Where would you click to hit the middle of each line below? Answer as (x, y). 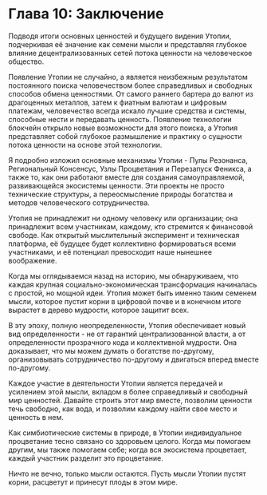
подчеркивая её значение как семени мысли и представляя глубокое (128, 44)
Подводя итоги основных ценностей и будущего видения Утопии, (120, 36)
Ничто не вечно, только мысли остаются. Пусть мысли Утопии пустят (128, 473)
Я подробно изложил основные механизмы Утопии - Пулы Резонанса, (128, 160)
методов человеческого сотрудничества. (79, 202)
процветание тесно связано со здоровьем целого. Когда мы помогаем (130, 441)
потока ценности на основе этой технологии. (85, 145)
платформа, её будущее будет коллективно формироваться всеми (122, 244)
